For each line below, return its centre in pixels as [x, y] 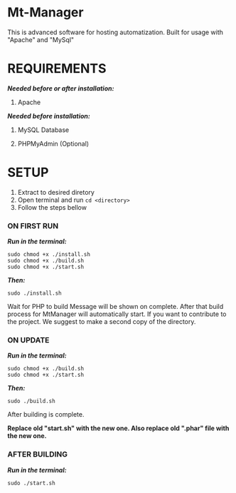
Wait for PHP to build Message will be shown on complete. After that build [116, 307]
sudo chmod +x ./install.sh [49, 255]
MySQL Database [43, 130]
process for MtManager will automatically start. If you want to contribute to [117, 314]
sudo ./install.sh [34, 293]
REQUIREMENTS [57, 69]
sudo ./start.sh [31, 483]
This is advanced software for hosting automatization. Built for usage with [116, 32]
